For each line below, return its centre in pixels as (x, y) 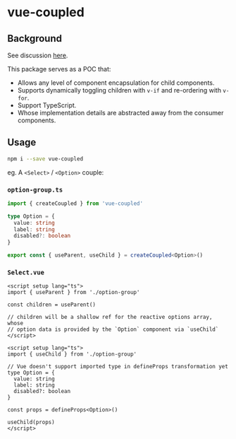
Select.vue (26, 273)
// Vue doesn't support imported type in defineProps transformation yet (118, 367)
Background (35, 39)
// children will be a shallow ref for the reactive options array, (110, 317)
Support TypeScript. (47, 105)
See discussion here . (38, 55)
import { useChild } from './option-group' (72, 354)
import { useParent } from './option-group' (74, 293)
